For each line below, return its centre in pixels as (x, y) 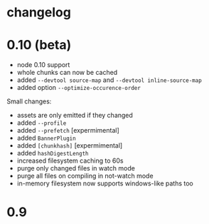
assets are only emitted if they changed (75, 116)
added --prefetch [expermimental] (68, 131)
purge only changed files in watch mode (76, 168)
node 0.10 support (43, 65)
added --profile (42, 123)
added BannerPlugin (46, 138)
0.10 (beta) (39, 45)
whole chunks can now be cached (67, 73)
